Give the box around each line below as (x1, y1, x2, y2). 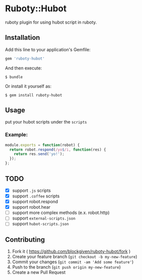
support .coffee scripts (12, 193, 60, 199)
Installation (5, 33, 40, 42)
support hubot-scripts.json (12, 221, 69, 227)
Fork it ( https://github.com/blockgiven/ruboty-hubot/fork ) (12, 249, 131, 254)
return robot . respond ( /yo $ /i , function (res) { (9, 147, 106, 152)
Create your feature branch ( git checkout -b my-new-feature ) (12, 254, 138, 260)
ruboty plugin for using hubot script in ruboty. (5, 19, 97, 25)
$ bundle (5, 74, 23, 79)
